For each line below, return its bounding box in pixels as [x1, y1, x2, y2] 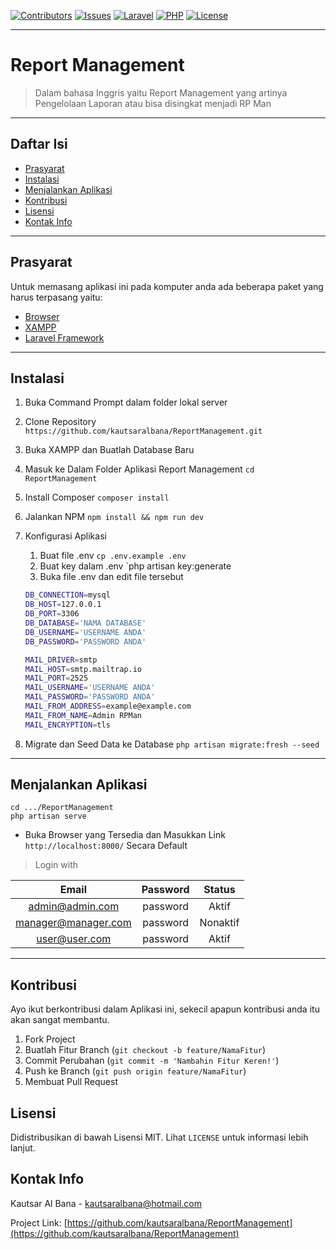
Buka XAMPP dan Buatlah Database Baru [24, 444, 195, 456]
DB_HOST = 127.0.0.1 [24, 600, 102, 610]
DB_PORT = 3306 [24, 609, 80, 619]
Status [203, 883, 236, 897]
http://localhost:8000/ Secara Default [24, 840, 188, 852]
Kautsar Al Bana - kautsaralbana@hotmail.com [10, 1197, 203, 1209]
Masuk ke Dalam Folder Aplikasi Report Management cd [24, 463, 255, 475]
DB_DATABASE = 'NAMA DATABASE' [24, 618, 147, 628]
